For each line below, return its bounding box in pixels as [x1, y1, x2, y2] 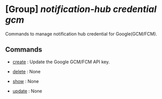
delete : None [12, 68, 41, 74]
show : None [12, 78, 39, 84]
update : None [12, 88, 42, 94]
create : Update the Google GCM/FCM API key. [12, 59, 110, 65]
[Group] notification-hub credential [5, 4, 157, 15]
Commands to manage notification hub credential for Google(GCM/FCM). [5, 31, 157, 37]
